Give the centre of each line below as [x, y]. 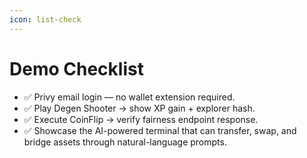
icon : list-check [45, 19]
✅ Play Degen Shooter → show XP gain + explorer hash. [139, 108]
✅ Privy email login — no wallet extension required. [129, 97]
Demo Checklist [76, 68]
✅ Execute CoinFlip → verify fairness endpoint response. [141, 119]
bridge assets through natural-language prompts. [125, 142]
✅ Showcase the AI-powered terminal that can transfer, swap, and [160, 130]
